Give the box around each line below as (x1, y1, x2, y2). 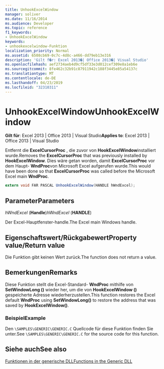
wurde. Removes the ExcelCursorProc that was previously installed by (5, 153, 148, 159)
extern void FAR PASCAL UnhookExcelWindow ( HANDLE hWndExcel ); (5, 183, 135, 188)
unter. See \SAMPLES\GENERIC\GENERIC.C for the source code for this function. (5, 331, 159, 337)
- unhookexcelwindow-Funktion (5, 44, 67, 49)
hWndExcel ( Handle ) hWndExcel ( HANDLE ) (5, 210, 92, 216)
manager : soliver (5, 12, 41, 17)
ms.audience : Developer (5, 21, 54, 26)
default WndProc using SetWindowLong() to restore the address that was (5, 297, 156, 303)
